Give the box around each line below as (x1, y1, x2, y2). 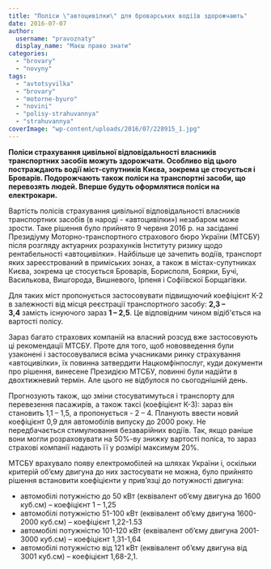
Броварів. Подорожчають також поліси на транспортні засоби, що (8, 173, 246, 182)
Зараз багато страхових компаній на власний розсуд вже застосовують (8, 332, 258, 341)
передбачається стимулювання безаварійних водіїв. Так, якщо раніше (8, 425, 253, 434)
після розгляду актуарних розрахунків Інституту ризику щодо (8, 240, 223, 250)
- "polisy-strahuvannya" (15, 110, 100, 118)
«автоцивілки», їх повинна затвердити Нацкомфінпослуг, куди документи (8, 357, 263, 367)
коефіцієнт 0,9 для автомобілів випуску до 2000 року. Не (8, 417, 206, 426)
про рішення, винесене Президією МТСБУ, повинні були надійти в (8, 366, 238, 376)
